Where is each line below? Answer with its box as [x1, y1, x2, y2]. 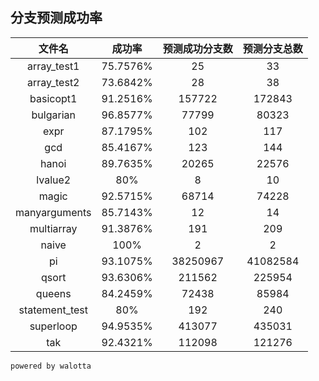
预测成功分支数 [162, 41, 233, 55]
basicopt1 [29, 91, 78, 105]
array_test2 [26, 75, 80, 89]
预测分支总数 [242, 41, 303, 55]
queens [35, 286, 72, 300]
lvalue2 [36, 173, 72, 187]
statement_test [18, 303, 89, 317]
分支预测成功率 [10, 9, 103, 27]
